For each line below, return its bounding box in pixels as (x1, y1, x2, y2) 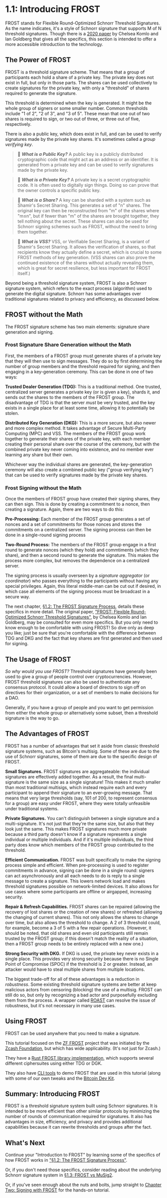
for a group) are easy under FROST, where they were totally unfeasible (5, 800, 151, 806)
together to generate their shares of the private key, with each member (5, 435, 151, 441)
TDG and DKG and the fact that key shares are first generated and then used (5, 635, 163, 641)
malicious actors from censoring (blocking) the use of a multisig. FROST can (5, 986, 162, 992)
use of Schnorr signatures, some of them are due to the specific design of (5, 753, 158, 760)
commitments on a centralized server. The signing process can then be (5, 527, 152, 533)
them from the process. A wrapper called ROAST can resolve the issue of (5, 997, 156, 1003)
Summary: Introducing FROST (5, 1090, 101, 1098)
